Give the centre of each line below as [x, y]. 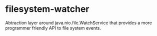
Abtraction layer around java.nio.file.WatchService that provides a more [79, 23]
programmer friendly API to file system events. [53, 28]
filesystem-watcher [47, 9]
